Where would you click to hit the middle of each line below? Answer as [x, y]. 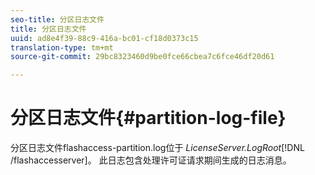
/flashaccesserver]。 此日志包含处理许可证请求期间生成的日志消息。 [151, 160]
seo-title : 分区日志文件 [57, 19]
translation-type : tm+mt [62, 47]
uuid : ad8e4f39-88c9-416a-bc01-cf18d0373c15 [104, 38]
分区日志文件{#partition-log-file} [148, 118]
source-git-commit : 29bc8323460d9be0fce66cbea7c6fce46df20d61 [142, 57]
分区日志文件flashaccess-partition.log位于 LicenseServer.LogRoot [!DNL [157, 148]
